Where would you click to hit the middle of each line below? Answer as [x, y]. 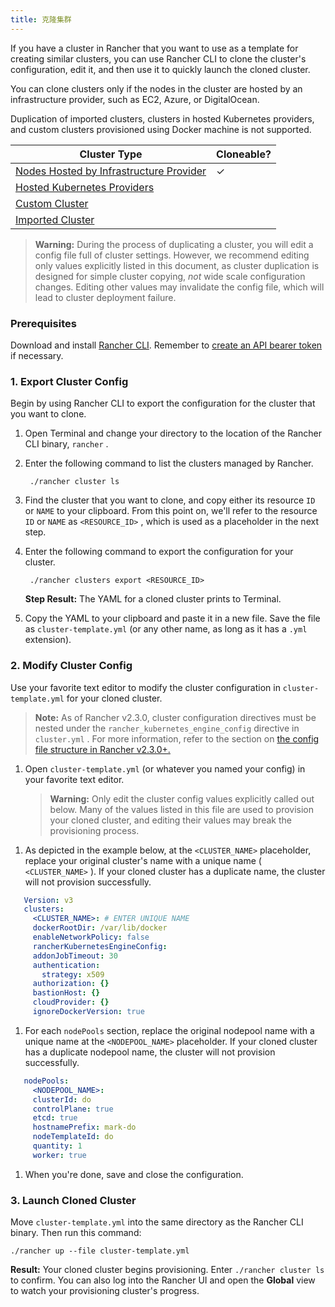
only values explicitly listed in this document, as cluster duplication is [177, 265]
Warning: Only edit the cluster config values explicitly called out [182, 798]
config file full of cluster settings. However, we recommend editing [172, 255]
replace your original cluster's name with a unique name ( [143, 860]
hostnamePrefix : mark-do [84, 1127]
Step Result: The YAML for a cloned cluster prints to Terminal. [153, 599]
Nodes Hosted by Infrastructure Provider [111, 171]
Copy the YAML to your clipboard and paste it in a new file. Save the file [172, 618]
